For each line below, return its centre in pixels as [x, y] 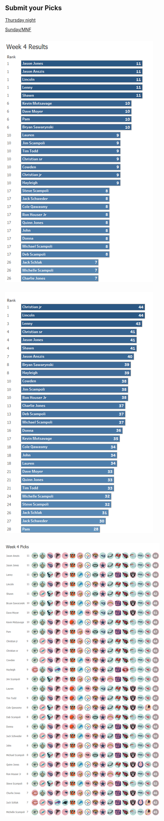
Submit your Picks [34, 8]
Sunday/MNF [18, 30]
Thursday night [20, 20]
